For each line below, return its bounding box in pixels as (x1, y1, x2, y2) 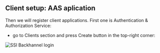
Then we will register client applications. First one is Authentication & (5, 17, 148, 23)
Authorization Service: (5, 22, 52, 28)
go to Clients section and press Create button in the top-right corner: (12, 32, 155, 38)
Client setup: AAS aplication (5, 4, 96, 12)
